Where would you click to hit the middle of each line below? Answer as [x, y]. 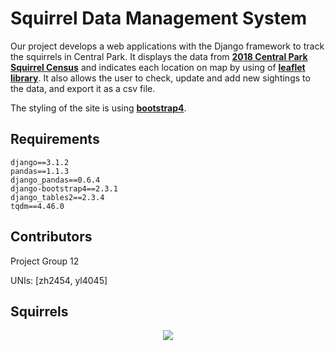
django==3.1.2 [40, 162]
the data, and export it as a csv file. [83, 88]
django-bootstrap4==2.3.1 [64, 188]
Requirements [55, 139]
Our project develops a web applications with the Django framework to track [167, 46]
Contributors [51, 237]
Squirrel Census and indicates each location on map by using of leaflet [158, 67]
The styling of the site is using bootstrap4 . [98, 108]
